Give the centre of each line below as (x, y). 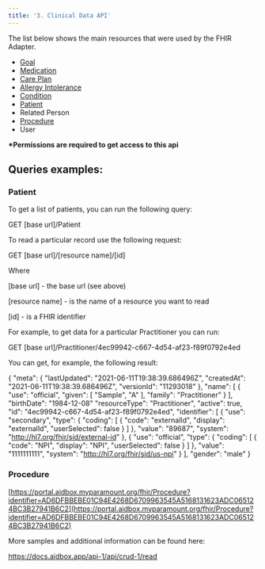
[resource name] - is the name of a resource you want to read (109, 301)
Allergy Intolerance (50, 87)
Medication (38, 70)
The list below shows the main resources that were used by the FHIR (120, 38)
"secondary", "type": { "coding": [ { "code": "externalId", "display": (117, 420)
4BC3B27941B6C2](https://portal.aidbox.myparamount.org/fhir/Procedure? (131, 509)
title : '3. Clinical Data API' (60, 15)
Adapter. (22, 46)
